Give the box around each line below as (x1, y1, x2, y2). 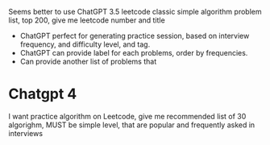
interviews (8, 128, 43, 138)
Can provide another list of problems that (19, 56, 157, 66)
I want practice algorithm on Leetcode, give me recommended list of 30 (8, 111, 247, 121)
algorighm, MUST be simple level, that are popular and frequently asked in (8, 120, 255, 130)
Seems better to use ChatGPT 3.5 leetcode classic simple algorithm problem (8, 7, 262, 16)
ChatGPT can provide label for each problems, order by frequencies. (19, 48, 248, 57)
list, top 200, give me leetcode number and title (8, 15, 165, 25)
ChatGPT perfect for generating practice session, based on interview (19, 31, 250, 40)
